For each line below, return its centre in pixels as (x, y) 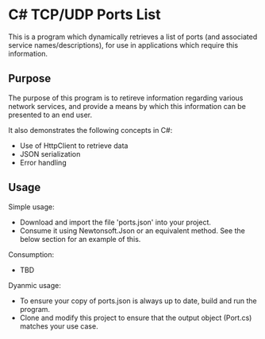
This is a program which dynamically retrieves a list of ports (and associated (133, 37)
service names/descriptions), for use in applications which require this (123, 45)
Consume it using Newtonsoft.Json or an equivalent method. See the (132, 230)
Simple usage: (32, 207)
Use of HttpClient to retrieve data (74, 146)
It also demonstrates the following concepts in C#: (90, 130)
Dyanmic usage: (35, 285)
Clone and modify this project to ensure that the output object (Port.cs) (136, 318)
